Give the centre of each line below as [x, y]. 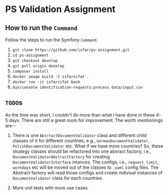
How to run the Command [41, 28]
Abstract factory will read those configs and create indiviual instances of [88, 172]
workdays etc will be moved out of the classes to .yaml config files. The [86, 167]
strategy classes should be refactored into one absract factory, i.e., [82, 151]
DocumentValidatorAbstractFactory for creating [61, 156]
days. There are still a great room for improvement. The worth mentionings [86, 120]
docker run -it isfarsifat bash [46, 82]
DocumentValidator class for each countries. [58, 178]
